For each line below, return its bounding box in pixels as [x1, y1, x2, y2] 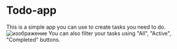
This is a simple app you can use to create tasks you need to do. [6, 23, 166, 30]
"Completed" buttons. [6, 36, 61, 43]
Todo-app [6, 4, 57, 17]
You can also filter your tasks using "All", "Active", [48, 29, 172, 36]
